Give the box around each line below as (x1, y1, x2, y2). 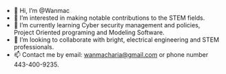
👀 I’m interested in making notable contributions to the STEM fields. (13, 14, 205, 22)
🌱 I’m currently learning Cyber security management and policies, (13, 21, 201, 29)
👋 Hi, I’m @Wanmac (13, 7, 70, 14)
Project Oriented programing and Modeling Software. (13, 28, 165, 36)
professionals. (13, 43, 54, 51)
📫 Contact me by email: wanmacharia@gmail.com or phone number (13, 51, 209, 58)
